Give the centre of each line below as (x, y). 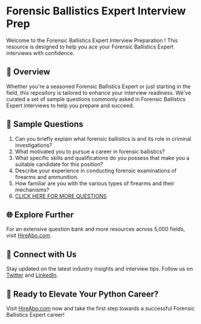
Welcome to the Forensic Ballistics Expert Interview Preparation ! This (92, 40)
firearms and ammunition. (47, 177)
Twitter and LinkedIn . (32, 275)
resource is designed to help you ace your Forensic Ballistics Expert (90, 47)
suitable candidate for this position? (59, 164)
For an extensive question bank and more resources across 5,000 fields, (96, 229)
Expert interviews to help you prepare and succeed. (70, 105)
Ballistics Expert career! (35, 315)
